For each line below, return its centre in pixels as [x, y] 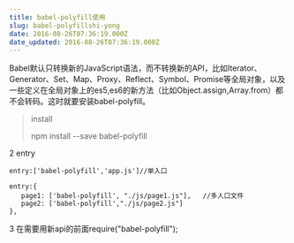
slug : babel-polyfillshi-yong [65, 26]
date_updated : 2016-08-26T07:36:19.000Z [85, 42]
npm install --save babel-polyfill [89, 136]
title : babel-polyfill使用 [57, 17]
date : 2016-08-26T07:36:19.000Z [68, 34]
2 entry [22, 153]
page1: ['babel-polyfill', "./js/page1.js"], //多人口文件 [132, 196]
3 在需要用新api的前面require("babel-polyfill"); [94, 229]
